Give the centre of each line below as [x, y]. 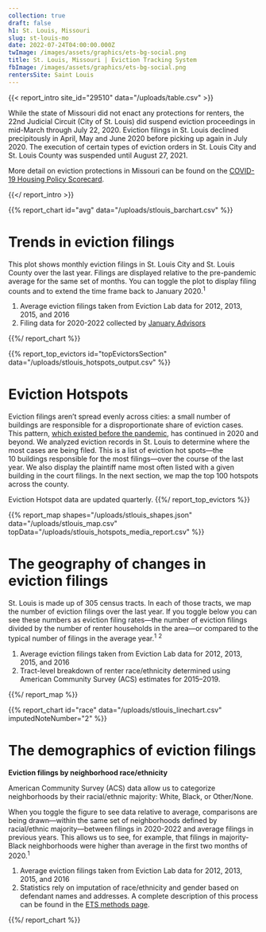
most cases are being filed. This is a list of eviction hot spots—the [116, 450]
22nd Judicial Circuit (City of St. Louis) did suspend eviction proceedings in [132, 121]
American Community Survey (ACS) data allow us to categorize [112, 788]
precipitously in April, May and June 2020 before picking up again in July [128, 138]
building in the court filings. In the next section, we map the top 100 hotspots [133, 476]
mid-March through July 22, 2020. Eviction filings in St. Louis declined [123, 130]
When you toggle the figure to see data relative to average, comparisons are [133, 812]
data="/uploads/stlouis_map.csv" [63, 524]
